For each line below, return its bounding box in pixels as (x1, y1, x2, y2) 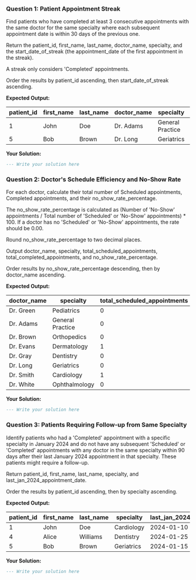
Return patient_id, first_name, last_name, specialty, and (6, 470, 139, 477)
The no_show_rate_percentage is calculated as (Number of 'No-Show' (6, 206, 175, 213)
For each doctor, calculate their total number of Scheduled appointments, (6, 189, 183, 196)
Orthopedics (52, 333, 87, 341)
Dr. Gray (9, 352, 32, 360)
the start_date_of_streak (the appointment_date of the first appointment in (6, 48, 183, 55)
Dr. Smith (9, 371, 35, 379)
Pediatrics (52, 306, 80, 315)
